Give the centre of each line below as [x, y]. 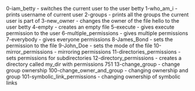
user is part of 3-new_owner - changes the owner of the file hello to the [93, 21]
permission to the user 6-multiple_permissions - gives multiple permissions [97, 33]
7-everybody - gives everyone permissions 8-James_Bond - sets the [90, 39]
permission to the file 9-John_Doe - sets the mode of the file [79, 45]
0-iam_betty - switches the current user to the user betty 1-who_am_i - [92, 8]
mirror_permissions [29, 52]
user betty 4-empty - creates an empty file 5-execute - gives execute [90, 27]
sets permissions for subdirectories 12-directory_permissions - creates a [94, 58]
